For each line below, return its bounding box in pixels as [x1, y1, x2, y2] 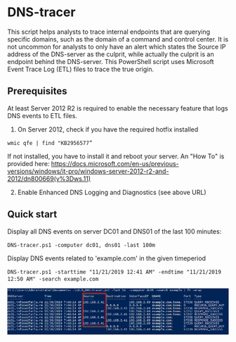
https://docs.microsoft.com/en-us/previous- [51, 159, 179, 167]
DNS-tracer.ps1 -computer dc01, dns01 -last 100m [7, 241, 156, 248]
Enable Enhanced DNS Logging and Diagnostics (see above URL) [17, 188, 206, 196]
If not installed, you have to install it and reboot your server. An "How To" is [7, 152, 225, 160]
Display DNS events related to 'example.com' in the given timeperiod [7, 254, 206, 262]
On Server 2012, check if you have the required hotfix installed [17, 125, 199, 134]
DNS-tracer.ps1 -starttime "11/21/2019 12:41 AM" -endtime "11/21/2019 [7, 268, 221, 275]
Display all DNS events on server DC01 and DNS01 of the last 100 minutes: [7, 227, 222, 236]
